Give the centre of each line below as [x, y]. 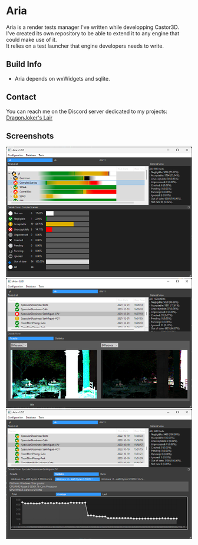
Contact [21, 97]
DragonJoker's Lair [29, 117]
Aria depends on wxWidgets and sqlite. [62, 78]
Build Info [24, 64]
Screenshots [30, 136]
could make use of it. [32, 39]
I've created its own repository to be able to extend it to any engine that [93, 33]
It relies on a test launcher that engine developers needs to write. [85, 46]
